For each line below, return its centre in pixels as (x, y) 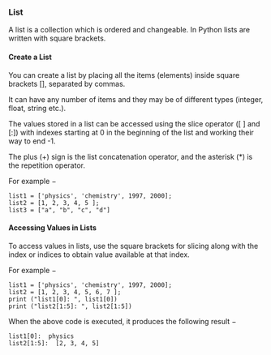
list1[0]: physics (41, 336)
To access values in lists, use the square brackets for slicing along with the (133, 246)
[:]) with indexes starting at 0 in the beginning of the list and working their (131, 132)
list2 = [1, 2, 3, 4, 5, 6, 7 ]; (65, 292)
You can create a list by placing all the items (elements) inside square (124, 75)
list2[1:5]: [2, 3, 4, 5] (54, 343)
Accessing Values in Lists (53, 228)
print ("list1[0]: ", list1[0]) (63, 299)
